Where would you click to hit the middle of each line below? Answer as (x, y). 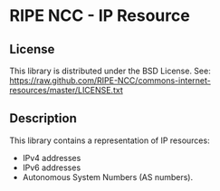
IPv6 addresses (52, 167)
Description (43, 119)
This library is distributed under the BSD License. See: (110, 71)
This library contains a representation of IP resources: (110, 140)
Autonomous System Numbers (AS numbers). (108, 177)
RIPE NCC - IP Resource (100, 16)
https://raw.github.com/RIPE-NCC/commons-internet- (110, 81)
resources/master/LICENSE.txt (67, 90)
